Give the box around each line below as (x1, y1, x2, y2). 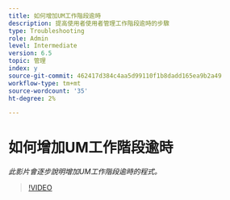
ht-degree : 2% (8, 94, 56, 102)
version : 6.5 (8, 49, 52, 57)
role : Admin (8, 34, 48, 43)
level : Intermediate (8, 42, 78, 50)
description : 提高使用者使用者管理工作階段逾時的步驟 (8, 19, 170, 27)
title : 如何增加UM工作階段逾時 (8, 11, 102, 20)
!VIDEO (27, 183, 52, 193)
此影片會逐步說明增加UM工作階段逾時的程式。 (8, 167, 162, 177)
